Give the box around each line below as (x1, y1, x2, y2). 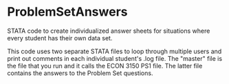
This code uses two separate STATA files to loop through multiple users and (7, 47, 222, 55)
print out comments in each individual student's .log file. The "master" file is (7, 54, 222, 62)
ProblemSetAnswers (7, 4, 128, 20)
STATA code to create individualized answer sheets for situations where (7, 27, 210, 35)
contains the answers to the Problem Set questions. (7, 69, 153, 77)
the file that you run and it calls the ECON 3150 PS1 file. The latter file (7, 61, 203, 70)
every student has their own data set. (7, 33, 113, 42)
